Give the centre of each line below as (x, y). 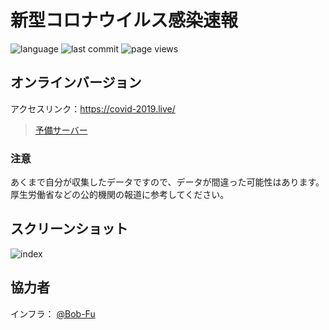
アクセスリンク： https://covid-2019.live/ (93, 108)
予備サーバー (61, 130)
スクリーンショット (69, 229)
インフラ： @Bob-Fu (53, 313)
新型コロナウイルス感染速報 (124, 20)
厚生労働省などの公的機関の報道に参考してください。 (120, 195)
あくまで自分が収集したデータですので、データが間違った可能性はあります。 (167, 182)
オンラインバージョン (76, 82)
